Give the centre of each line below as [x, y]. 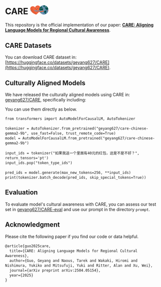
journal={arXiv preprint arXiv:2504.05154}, [55, 270]
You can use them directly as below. [41, 109]
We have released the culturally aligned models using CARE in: [67, 95]
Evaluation [21, 192]
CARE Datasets [28, 46]
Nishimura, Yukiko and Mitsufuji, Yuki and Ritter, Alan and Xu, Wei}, [79, 266]
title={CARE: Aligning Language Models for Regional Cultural [73, 251]
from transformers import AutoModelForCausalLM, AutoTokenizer [70, 119]
